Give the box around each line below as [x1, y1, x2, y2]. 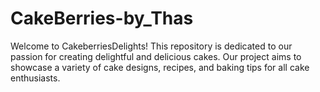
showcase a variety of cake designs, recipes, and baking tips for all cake [10, 61, 310, 73]
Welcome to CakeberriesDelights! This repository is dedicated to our [10, 40, 293, 52]
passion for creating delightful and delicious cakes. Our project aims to [10, 50, 302, 62]
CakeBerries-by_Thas [10, 7, 194, 30]
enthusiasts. [10, 72, 61, 84]
